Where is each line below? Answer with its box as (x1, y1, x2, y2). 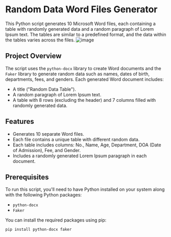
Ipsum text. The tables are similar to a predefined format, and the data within (5, 31, 167, 37)
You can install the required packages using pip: (5, 217, 107, 223)
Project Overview (5, 52, 62, 60)
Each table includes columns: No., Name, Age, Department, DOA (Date (12, 142, 162, 148)
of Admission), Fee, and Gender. (12, 147, 81, 153)
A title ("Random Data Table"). (12, 86, 77, 92)
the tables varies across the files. (5, 37, 75, 43)
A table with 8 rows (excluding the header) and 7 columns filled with (12, 97, 156, 103)
